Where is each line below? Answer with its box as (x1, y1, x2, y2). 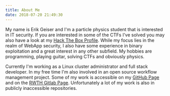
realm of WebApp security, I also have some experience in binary (5, 42, 143, 49)
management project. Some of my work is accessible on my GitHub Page (5, 74, 160, 80)
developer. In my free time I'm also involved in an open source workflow (5, 68, 157, 75)
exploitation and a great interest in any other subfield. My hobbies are (5, 48, 152, 54)
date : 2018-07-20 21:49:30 (5, 12, 63, 17)
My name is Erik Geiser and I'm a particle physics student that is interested (5, 26, 163, 32)
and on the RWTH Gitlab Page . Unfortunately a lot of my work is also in (5, 80, 155, 86)
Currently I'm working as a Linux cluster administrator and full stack (5, 63, 148, 69)
